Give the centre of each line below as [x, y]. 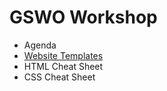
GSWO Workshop [83, 17]
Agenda [40, 45]
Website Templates [63, 55]
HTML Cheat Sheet [63, 66]
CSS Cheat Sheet [59, 77]
